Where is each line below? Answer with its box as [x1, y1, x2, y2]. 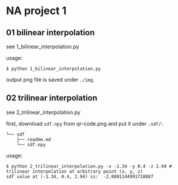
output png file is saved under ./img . [6, 76, 95, 83]
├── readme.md [16, 136, 51, 142]
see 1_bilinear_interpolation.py [6, 43, 79, 50]
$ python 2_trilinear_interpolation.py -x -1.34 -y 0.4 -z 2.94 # [6, 163, 172, 169]
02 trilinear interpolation [6, 93, 98, 103]
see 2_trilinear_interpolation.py [6, 109, 81, 116]
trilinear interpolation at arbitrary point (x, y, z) [6, 169, 143, 174]
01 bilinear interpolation [6, 28, 95, 38]
